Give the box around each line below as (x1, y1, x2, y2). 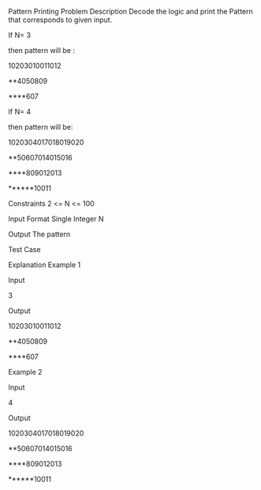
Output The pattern (8, 229, 71, 239)
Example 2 (8, 367, 43, 376)
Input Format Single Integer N (8, 214, 104, 224)
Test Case (8, 245, 41, 254)
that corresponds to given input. (8, 15, 113, 24)
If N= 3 (8, 31, 32, 40)
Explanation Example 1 (8, 260, 81, 269)
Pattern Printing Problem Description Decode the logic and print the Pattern (8, 7, 254, 16)
